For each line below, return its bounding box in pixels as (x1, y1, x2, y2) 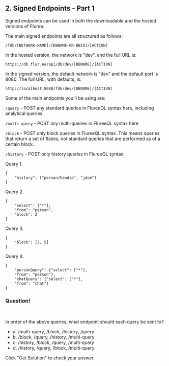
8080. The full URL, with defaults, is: (5, 76, 82, 82)
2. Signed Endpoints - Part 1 (5, 4, 95, 13)
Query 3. (5, 225, 24, 232)
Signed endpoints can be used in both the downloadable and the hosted (5, 17, 157, 24)
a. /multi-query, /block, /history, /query (12, 329, 95, 335)
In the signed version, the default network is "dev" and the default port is (5, 71, 158, 77)
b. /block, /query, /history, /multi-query (12, 334, 95, 340)
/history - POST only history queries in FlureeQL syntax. (5, 151, 125, 157)
